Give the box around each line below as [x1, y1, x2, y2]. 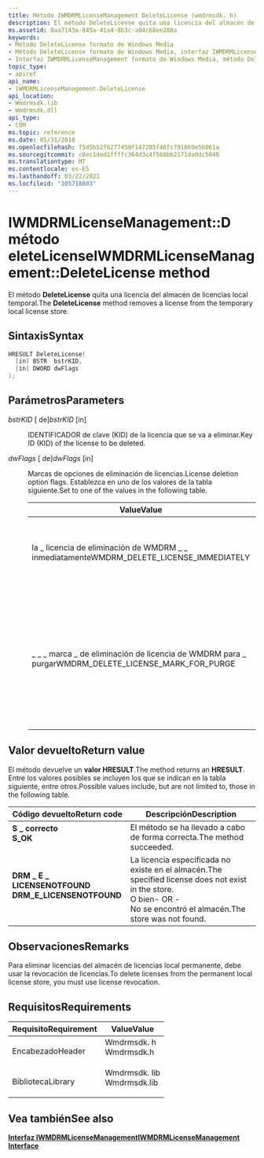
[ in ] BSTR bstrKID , [15, 357, 82, 366]
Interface [8, 1141, 39, 1151]
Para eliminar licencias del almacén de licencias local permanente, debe [8, 961, 242, 970]
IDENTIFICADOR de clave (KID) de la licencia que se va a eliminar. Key [27, 430, 253, 439]
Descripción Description [145, 808, 237, 819]
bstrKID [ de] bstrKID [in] [8, 415, 87, 424]
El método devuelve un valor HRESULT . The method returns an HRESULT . [8, 765, 245, 774]
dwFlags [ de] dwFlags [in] [8, 453, 94, 463]
